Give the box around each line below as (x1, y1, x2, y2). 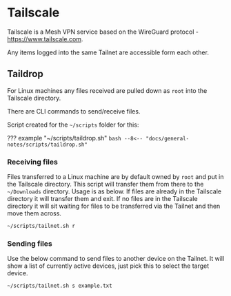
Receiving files (7, 157, 59, 167)
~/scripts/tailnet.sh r (7, 222, 76, 230)
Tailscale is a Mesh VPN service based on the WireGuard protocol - (7, 28, 199, 36)
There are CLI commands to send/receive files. (7, 107, 141, 115)
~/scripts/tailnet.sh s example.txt (7, 282, 112, 290)
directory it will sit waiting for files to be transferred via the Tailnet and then (7, 202, 221, 211)
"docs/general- (145, 135, 190, 142)
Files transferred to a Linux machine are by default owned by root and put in (7, 173, 224, 181)
